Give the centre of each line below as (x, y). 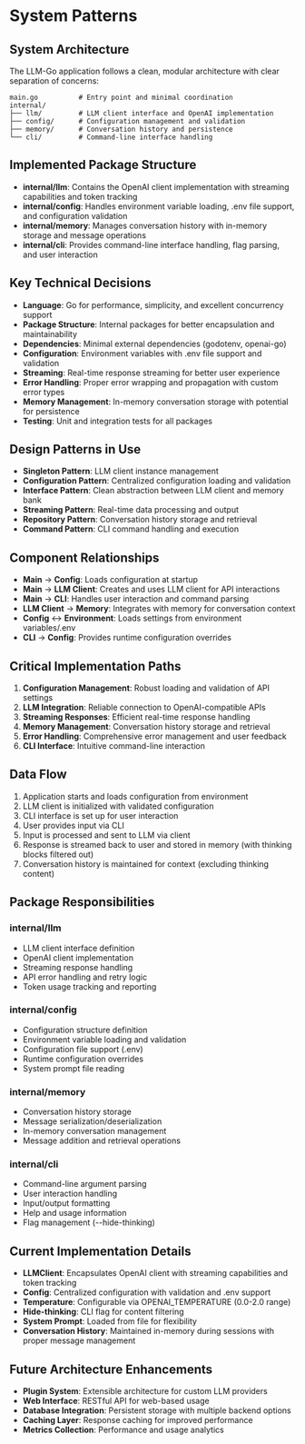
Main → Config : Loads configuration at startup (110, 580)
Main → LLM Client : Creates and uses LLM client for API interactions (151, 589)
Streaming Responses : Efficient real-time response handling (137, 717)
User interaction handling (70, 1194)
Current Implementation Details (100, 1251)
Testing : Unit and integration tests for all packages (118, 421)
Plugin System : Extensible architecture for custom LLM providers (145, 1391)
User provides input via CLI (74, 825)
